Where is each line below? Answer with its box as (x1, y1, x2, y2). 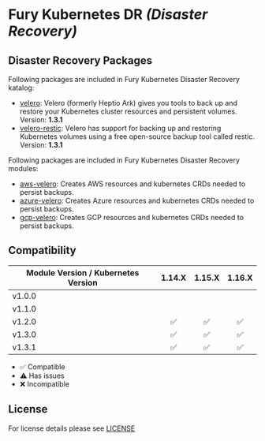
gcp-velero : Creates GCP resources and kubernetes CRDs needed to (19, 213, 244, 222)
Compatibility (8, 244, 77, 257)
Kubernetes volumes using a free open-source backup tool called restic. (19, 132, 255, 141)
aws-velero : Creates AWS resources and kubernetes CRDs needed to (19, 179, 246, 189)
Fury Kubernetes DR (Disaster (8, 6, 208, 24)
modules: (8, 164, 39, 173)
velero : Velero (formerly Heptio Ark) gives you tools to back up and (19, 99, 238, 107)
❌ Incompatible (19, 379, 69, 388)
